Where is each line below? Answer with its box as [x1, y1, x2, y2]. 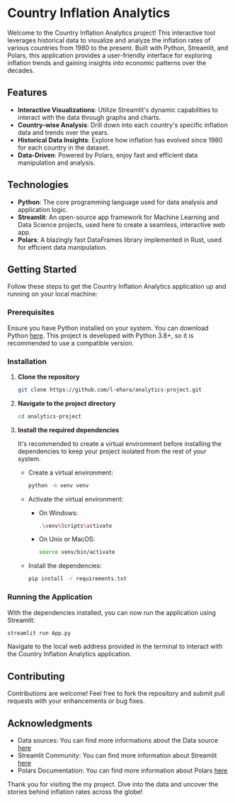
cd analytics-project [17, 413, 81, 420]
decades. [7, 66, 35, 74]
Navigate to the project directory [17, 399, 116, 407]
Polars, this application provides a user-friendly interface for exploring [7, 51, 212, 60]
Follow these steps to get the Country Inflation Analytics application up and [7, 282, 227, 291]
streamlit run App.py [7, 629, 71, 636]
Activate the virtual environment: [28, 494, 124, 503]
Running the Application [7, 592, 93, 602]
